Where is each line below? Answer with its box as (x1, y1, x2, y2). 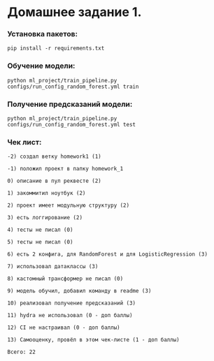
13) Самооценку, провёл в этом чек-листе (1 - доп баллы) (7, 337, 180, 344)
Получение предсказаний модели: (7, 99, 133, 109)
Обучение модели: (7, 61, 76, 71)
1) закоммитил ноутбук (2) (7, 190, 86, 197)
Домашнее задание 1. (7, 4, 142, 20)
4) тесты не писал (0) (7, 226, 73, 234)
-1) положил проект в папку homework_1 (7, 165, 124, 172)
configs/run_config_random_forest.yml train (7, 83, 139, 90)
